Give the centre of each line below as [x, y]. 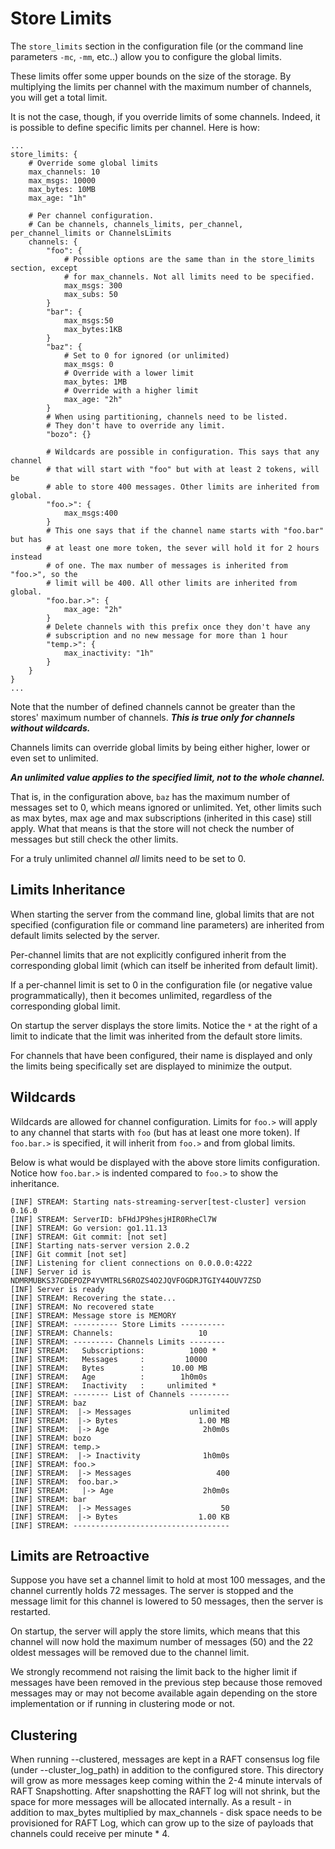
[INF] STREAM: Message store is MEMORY [93, 1315]
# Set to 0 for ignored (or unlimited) [146, 355]
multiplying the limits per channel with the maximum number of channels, [161, 86]
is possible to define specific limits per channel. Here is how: [135, 127]
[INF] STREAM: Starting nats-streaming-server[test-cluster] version [158, 1202]
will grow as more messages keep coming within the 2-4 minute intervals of [166, 1781]
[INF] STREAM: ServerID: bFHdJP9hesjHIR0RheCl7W [113, 1219]
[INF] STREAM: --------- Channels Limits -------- [118, 1342]
